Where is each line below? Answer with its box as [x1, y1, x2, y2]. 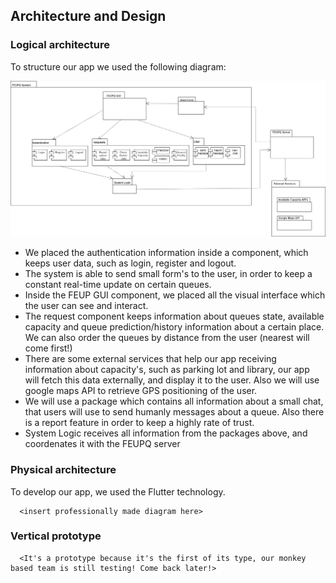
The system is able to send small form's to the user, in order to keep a [24, 268, 313, 280]
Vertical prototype [10, 529, 102, 543]
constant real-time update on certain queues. [24, 279, 212, 291]
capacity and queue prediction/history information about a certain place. [24, 321, 325, 333]
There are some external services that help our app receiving [24, 353, 277, 365]
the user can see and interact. [24, 300, 149, 312]
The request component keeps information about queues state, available [24, 310, 325, 323]
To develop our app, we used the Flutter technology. [10, 485, 226, 498]
